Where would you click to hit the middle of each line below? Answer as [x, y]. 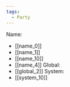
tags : [13, 12]
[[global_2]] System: [39, 71]
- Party [21, 17]
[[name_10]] [29, 58]
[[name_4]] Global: [37, 65]
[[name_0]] [28, 46]
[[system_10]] [31, 77]
